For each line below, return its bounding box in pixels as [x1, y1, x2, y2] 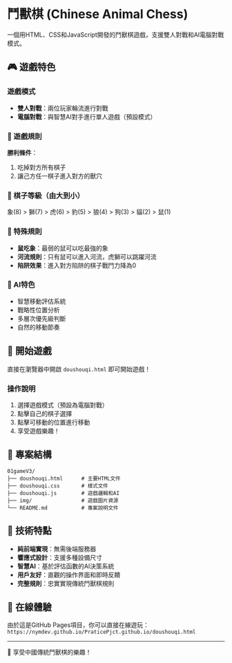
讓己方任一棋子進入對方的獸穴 [17, 171, 102, 180]
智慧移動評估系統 [17, 297, 66, 305]
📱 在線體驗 [7, 601, 52, 613]
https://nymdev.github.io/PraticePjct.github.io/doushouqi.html [7, 628, 196, 636]
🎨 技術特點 [7, 525, 52, 536]
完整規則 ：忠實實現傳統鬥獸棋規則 [17, 579, 115, 588]
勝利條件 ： [7, 148, 38, 156]
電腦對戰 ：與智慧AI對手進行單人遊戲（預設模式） [17, 112, 157, 121]
